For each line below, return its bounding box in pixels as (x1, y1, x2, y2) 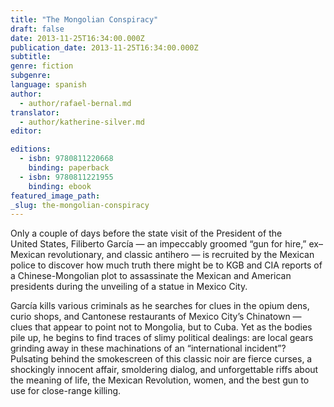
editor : (10, 126, 43, 136)
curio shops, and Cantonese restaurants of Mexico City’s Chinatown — (10, 311, 302, 323)
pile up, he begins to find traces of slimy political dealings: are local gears (10, 332, 314, 344)
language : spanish (10, 80, 87, 90)
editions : (10, 144, 52, 155)
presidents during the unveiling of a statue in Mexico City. (10, 281, 248, 293)
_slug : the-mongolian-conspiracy (10, 200, 150, 210)
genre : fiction (10, 61, 74, 71)
